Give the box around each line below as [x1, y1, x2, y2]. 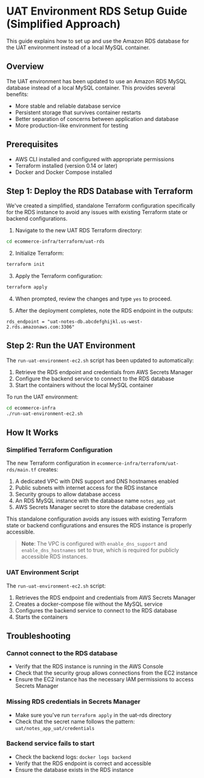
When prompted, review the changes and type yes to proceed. [15, 295, 172, 302]
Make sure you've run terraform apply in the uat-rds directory [15, 711, 172, 718]
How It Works [6, 427, 59, 437]
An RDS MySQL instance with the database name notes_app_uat [15, 497, 176, 504]
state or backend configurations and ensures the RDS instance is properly [6, 522, 192, 529]
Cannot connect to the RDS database [6, 649, 118, 658]
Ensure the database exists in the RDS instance [15, 766, 134, 773]
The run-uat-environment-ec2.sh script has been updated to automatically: [6, 356, 194, 364]
